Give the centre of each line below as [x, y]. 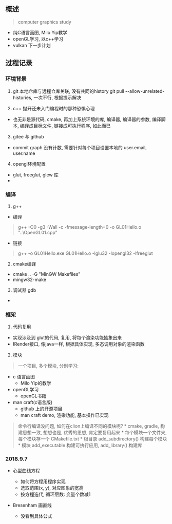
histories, [23, 97]
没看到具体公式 [36, 516]
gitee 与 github [28, 136]
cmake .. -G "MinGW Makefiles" [46, 274]
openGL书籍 [33, 396]
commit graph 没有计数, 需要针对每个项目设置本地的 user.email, [80, 147]
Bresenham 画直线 [32, 505]
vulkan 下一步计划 [32, 45]
